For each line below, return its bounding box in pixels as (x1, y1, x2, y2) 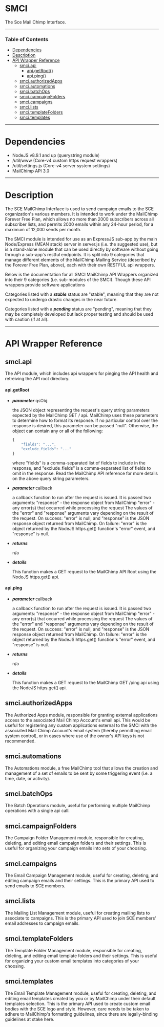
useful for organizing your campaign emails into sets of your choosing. (5, 845, 147, 851)
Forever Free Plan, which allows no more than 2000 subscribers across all (5, 216, 154, 222)
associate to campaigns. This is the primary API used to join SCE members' (5, 915, 157, 921)
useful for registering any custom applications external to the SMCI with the (5, 722, 157, 728)
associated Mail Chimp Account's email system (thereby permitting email (5, 727, 152, 733)
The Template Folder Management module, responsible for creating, (5, 947, 143, 953)
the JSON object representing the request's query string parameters (12, 407, 150, 413)
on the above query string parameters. (12, 475, 90, 481)
